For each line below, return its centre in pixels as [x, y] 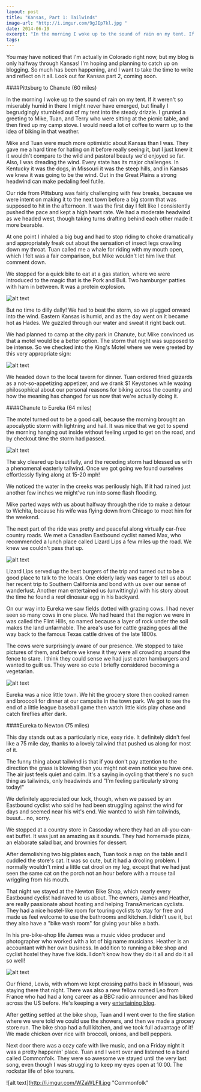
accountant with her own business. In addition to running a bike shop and [97, 948]
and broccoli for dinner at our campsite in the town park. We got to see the [98, 701]
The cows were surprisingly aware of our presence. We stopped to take [95, 646]
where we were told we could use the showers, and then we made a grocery [101, 1021]
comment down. [26, 262]
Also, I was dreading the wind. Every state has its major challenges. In [92, 162]
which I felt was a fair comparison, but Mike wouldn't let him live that [91, 256]
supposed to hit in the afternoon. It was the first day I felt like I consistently [98, 206]
